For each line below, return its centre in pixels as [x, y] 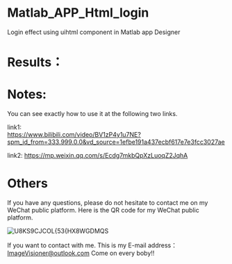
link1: [15, 127]
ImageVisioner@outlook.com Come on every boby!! [81, 253]
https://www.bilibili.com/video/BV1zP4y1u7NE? [74, 135]
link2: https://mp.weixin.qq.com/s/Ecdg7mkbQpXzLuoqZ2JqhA [98, 156]
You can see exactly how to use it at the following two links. [92, 114]
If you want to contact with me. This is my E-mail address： [92, 245]
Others [28, 184]
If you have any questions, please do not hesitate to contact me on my [108, 203]
